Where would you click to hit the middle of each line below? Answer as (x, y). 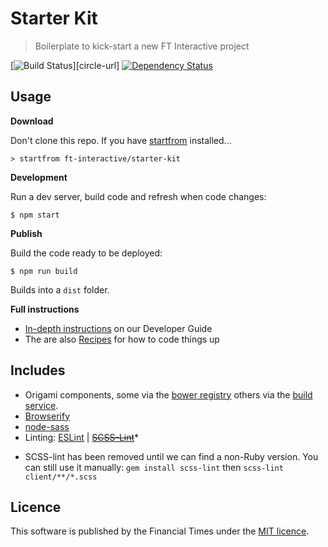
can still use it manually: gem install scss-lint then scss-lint (154, 467)
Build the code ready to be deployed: (86, 253)
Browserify (47, 416)
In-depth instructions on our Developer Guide (118, 328)
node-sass (47, 426)
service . (41, 405)
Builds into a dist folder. (60, 289)
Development (39, 177)
